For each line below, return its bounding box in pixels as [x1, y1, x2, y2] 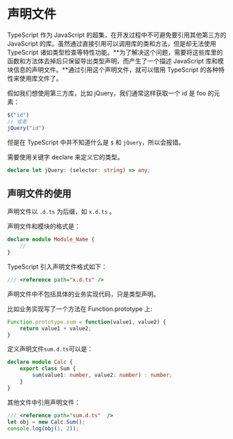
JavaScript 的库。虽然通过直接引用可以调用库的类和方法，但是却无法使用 [7, 39, 217, 47]
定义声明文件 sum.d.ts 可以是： [7, 345, 94, 353]
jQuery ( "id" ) [7, 125, 45, 131]
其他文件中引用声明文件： [7, 398, 81, 406]
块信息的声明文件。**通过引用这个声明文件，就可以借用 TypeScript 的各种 [7, 65, 219, 74]
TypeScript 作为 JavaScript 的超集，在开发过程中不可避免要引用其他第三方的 [7, 31, 227, 39]
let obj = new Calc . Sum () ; [7, 418, 86, 425]
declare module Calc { [7, 359, 73, 366]
